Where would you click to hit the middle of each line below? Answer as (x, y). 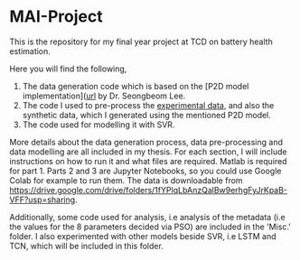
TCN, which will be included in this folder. (87, 246)
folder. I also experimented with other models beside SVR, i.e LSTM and (143, 236)
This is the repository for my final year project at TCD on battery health (141, 42)
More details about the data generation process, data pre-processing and (146, 142)
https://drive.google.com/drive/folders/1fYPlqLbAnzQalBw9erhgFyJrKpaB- (148, 190)
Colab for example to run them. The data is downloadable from (126, 180)
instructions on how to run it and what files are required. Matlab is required (148, 161)
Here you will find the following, (68, 69)
